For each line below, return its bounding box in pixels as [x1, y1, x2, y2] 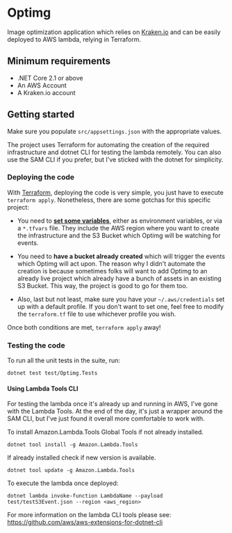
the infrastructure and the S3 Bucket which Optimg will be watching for [17, 231, 221, 239]
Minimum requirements [7, 56, 111, 67]
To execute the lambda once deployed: [7, 479, 119, 487]
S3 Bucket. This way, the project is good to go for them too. [17, 281, 188, 289]
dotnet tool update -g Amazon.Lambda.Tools [7, 467, 135, 474]
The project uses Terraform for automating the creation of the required [7, 140, 210, 149]
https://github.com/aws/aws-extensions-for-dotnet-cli [7, 518, 163, 527]
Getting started [7, 109, 75, 121]
